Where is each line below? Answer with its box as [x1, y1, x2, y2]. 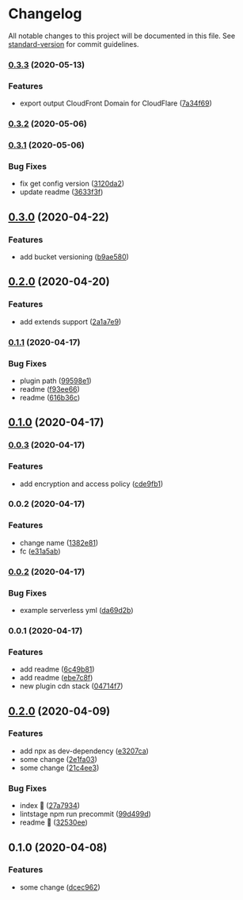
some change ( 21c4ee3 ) [19, 763, 100, 772]
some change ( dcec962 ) [19, 882, 101, 892]
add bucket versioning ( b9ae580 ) [19, 251, 129, 262]
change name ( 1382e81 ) [19, 538, 99, 547]
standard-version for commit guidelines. [8, 39, 139, 48]
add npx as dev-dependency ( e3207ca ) [19, 746, 149, 756]
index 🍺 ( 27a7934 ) [19, 801, 81, 810]
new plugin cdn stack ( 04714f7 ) [19, 681, 123, 691]
